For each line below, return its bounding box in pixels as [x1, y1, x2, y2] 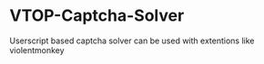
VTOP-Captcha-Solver [9, 5, 185, 26]
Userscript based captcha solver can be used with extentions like [9, 35, 255, 46]
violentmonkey [9, 44, 66, 55]
